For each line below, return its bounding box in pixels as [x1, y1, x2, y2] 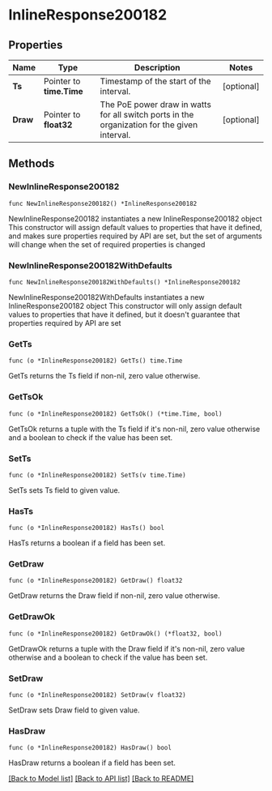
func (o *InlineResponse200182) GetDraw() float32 [8, 577, 183, 585]
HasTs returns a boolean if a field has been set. [8, 538, 166, 548]
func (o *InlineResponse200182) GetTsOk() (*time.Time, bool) [8, 409, 223, 418]
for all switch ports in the [100, 109, 194, 120]
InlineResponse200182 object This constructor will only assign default [8, 301, 243, 310]
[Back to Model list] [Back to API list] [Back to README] [8, 774, 194, 784]
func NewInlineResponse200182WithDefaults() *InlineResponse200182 [8, 278, 241, 286]
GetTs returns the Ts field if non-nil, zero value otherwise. [8, 371, 201, 381]
